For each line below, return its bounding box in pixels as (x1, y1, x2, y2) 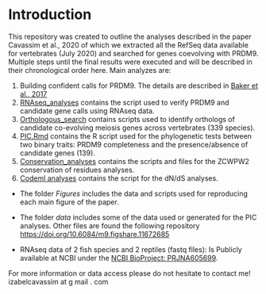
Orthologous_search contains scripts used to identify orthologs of (19, 114, 236, 124)
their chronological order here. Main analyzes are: (8, 65, 172, 74)
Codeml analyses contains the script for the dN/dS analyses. (19, 173, 218, 183)
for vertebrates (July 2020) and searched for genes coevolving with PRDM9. (8, 48, 259, 58)
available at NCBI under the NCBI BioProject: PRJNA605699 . (19, 253, 218, 262)
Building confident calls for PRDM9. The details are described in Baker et (19, 81, 259, 90)
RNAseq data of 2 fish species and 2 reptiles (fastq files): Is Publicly (19, 244, 242, 254)
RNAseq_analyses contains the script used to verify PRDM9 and (19, 97, 229, 107)
